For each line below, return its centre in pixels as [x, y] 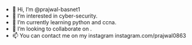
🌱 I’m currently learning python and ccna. [64, 22]
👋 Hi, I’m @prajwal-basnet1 [46, 9]
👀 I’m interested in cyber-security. [55, 16]
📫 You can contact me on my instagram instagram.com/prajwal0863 [99, 36]
